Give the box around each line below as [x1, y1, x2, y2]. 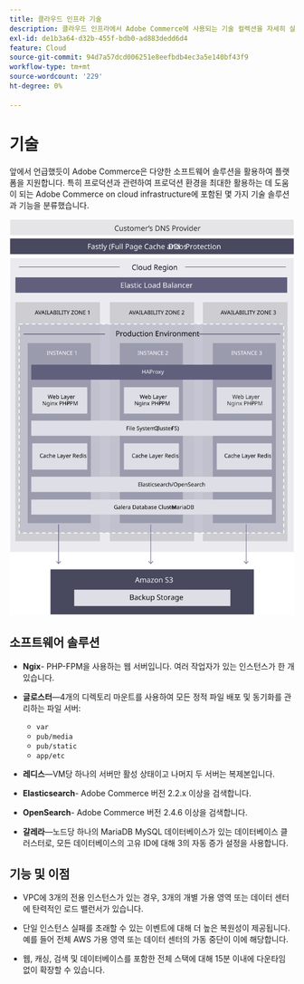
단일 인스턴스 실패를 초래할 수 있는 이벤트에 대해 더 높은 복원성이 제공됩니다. [22, 922, 291, 933]
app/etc [35, 751, 65, 760]
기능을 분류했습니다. [18, 199, 90, 210]
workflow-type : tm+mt [9, 63, 91, 72]
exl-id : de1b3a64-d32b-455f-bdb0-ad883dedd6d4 [9, 34, 188, 43]
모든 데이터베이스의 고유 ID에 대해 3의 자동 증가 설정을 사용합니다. [56, 837, 290, 848]
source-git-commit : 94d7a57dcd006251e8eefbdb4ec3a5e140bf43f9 [9, 53, 249, 63]
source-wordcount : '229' [9, 72, 103, 82]
